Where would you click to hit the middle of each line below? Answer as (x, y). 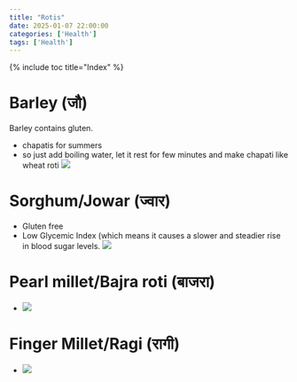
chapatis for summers (62, 145)
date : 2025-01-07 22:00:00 (59, 26)
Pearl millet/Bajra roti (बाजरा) (112, 282)
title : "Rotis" (37, 17)
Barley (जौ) (48, 103)
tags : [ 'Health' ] (41, 42)
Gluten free (43, 226)
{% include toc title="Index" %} (66, 67)
